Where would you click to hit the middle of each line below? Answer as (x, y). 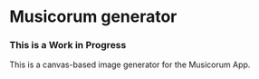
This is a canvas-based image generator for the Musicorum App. (130, 64)
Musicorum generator (93, 17)
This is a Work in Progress (68, 45)
